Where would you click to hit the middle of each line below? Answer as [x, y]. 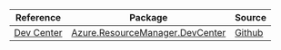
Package [149, 17]
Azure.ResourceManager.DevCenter [149, 33]
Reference [38, 17]
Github [249, 33]
